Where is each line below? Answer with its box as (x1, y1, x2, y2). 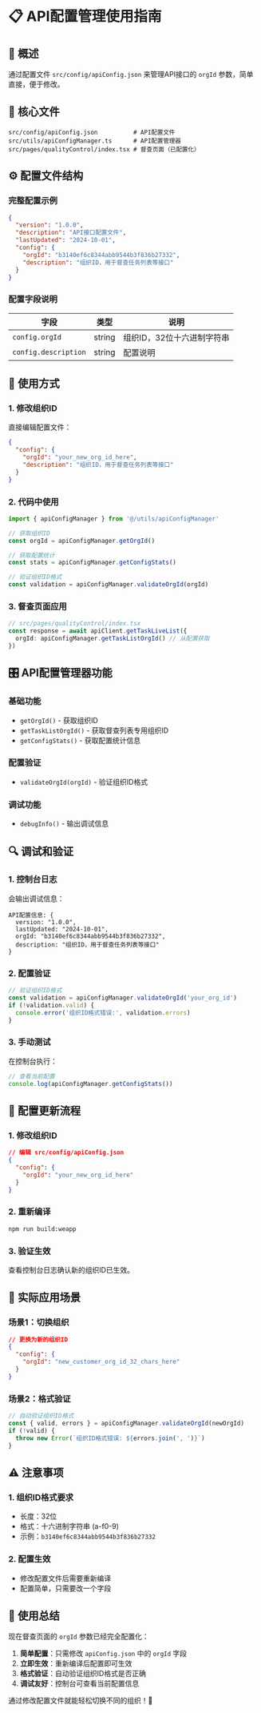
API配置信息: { (8, 911, 54, 919)
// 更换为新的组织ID (8, 1335, 69, 1344)
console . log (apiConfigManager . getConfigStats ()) (8, 1080, 173, 1088)
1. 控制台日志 (8, 874, 57, 885)
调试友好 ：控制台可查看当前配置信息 (19, 1679, 140, 1688)
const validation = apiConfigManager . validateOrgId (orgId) (8, 581, 209, 589)
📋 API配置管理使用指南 (8, 7, 162, 26)
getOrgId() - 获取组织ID (19, 715, 98, 725)
